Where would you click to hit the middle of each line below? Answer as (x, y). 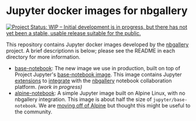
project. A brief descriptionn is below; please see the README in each (91, 50)
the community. (33, 112)
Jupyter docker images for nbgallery (97, 11)
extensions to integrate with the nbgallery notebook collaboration (93, 81)
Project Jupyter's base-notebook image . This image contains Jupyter (98, 74)
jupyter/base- (170, 100)
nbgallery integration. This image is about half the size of (83, 99)
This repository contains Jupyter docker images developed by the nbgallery (97, 44)
